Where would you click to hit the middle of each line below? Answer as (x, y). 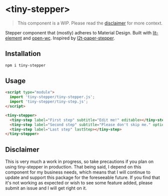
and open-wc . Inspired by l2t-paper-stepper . (69, 38)
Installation (23, 54)
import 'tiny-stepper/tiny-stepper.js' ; (52, 97)
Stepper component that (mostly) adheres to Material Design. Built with (78, 32)
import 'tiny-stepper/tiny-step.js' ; (49, 102)
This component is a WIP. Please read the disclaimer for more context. (90, 23)
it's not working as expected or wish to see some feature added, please (79, 183)
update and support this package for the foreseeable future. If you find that (82, 177)
